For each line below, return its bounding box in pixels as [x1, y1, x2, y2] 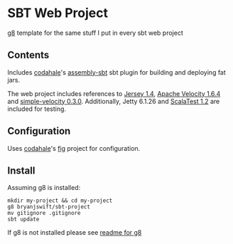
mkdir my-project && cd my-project [7, 197, 113, 204]
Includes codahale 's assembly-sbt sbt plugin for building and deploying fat [7, 68, 226, 76]
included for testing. [7, 105, 66, 113]
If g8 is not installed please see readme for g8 [7, 228, 142, 237]
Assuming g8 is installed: [7, 184, 81, 192]
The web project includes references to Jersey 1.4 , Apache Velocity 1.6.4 [7, 89, 221, 97]
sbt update [7, 216, 40, 223]
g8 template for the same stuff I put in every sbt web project [7, 28, 183, 37]
